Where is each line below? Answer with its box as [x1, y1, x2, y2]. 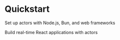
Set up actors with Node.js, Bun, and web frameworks [4, 20, 116, 26]
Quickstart [4, 3, 50, 15]
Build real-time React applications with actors [4, 29, 98, 35]
